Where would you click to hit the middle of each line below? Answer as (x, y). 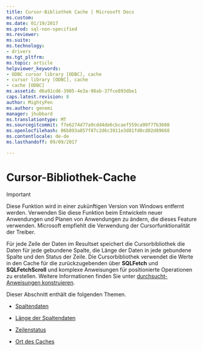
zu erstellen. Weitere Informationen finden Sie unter (71, 276)
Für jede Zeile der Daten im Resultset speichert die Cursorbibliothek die (96, 243)
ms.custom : (20, 18)
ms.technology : (26, 46)
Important (19, 194)
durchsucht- (152, 276)
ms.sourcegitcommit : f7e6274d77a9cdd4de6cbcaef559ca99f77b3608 (88, 125)
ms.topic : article (29, 63)
